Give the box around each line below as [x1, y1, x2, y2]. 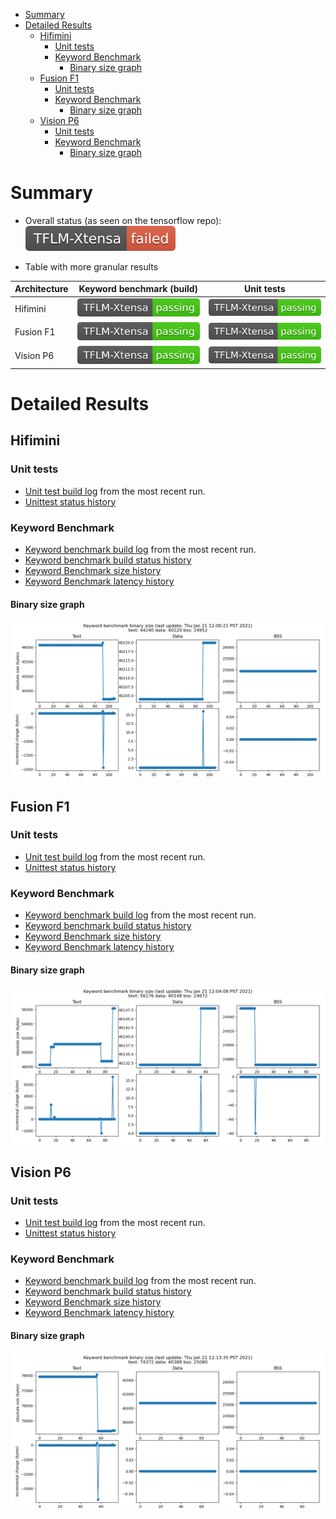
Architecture [14, 283, 69, 295]
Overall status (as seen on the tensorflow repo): [24, 214, 222, 226]
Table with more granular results [24, 260, 159, 273]
